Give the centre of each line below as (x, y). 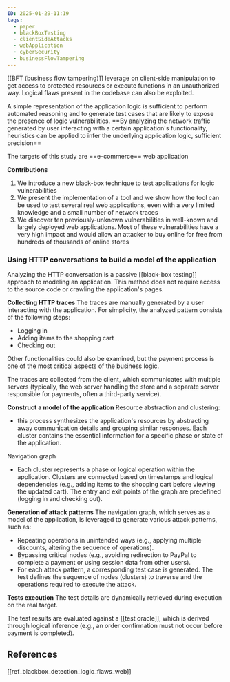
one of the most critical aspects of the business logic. (83, 366)
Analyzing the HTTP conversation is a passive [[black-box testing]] (102, 275)
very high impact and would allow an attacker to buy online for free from (119, 234)
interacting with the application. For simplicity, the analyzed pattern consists (115, 310)
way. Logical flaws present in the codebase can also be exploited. (101, 92)
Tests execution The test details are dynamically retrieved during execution (115, 598)
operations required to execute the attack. (76, 585)
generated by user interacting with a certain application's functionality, (107, 128)
